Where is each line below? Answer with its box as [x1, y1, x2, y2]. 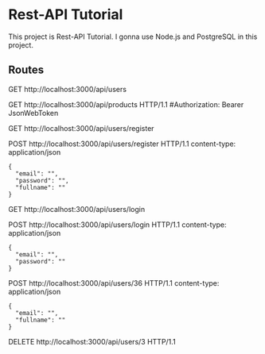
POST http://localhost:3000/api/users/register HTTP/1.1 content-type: [8, 139, 236, 148]
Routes [8, 63, 45, 77]
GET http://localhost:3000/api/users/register [8, 123, 154, 133]
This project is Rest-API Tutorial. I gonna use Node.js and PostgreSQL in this [8, 32, 258, 41]
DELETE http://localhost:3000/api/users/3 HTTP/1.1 [8, 337, 177, 346]
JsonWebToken [8, 108, 59, 117]
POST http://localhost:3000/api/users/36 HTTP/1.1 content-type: [8, 278, 220, 287]
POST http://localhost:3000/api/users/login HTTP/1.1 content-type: [8, 220, 227, 229]
